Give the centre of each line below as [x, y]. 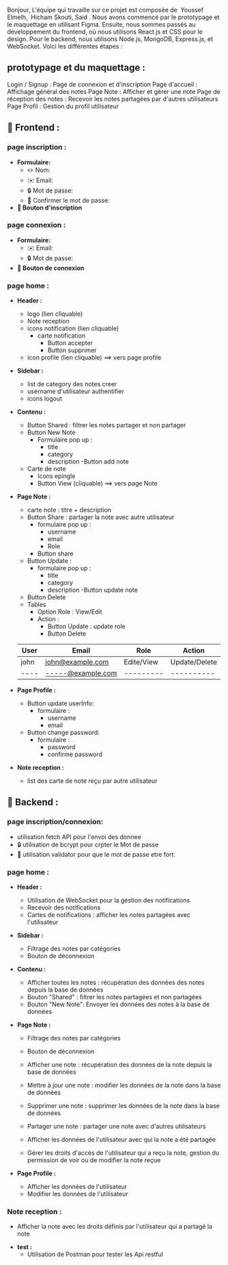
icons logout [45, 399]
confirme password [75, 754]
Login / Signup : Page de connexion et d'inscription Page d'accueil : [102, 84]
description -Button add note [88, 462]
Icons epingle [56, 476]
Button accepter [70, 343]
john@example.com [77, 662]
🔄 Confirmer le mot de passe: [69, 200]
